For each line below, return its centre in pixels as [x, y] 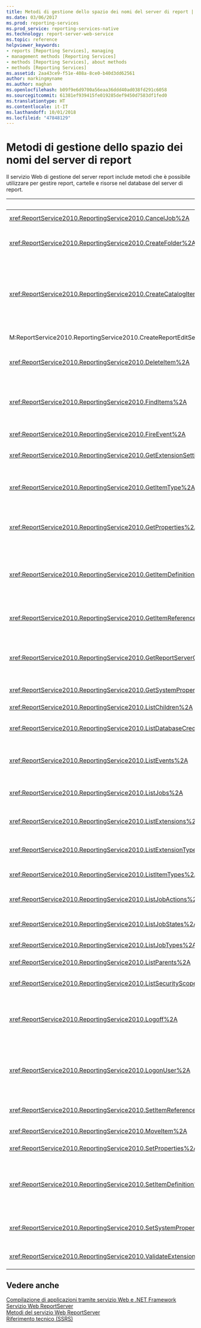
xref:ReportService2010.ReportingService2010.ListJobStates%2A [103, 924]
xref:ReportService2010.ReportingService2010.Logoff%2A [94, 1020]
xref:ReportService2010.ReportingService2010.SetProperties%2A [103, 1149]
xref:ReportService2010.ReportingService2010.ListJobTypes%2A [103, 945]
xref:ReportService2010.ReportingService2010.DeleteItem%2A [100, 362]
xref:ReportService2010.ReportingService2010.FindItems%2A [98, 402]
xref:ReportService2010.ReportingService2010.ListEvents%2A [99, 761]
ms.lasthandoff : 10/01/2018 [41, 112]
